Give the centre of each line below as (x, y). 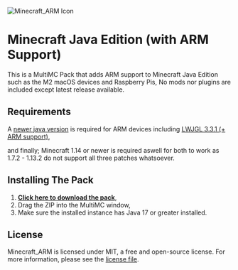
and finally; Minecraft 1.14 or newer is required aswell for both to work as (113, 150)
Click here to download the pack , (67, 197)
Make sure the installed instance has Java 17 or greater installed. (112, 212)
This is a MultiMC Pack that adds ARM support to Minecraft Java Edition (113, 74)
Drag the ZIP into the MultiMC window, (74, 205)
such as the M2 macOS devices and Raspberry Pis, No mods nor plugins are (119, 82)
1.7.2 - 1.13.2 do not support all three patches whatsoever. (91, 158)
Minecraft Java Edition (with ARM (108, 40)
